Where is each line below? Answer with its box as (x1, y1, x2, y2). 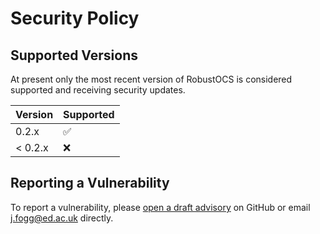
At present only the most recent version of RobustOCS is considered (10, 73, 293, 85)
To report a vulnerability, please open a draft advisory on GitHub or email (10, 201, 311, 213)
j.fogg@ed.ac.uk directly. (10, 212, 114, 224)
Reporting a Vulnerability (10, 175, 170, 192)
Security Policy (10, 7, 140, 30)
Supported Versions (10, 47, 138, 64)
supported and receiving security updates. (10, 84, 186, 96)
